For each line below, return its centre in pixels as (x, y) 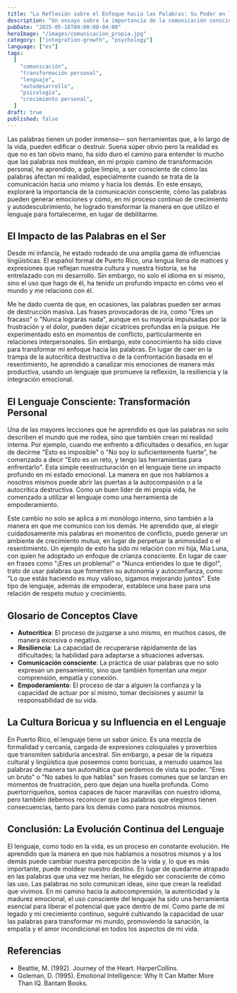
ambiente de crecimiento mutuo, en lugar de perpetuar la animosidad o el (114, 541)
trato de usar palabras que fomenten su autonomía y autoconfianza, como (115, 571)
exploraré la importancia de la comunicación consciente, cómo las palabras (117, 191)
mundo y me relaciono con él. (50, 291)
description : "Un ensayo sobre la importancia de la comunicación (107, 20)
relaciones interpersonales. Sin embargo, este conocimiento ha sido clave (115, 342)
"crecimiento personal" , (56, 100)
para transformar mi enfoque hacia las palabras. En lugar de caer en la (110, 350)
